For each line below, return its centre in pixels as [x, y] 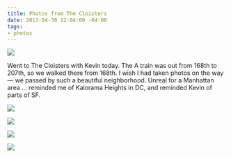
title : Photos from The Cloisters [57, 14]
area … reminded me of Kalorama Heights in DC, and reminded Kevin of [110, 88]
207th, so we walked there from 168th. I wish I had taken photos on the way [115, 73]
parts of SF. [24, 95]
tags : [15, 26]
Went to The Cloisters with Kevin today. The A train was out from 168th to [112, 66]
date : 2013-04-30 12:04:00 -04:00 [57, 20]
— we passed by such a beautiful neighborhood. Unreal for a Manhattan [111, 80]
